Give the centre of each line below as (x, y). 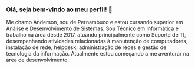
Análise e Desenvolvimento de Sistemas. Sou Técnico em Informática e (92, 28)
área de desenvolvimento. (38, 60)
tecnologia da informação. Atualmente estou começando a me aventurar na (98, 54)
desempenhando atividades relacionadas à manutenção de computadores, (97, 41)
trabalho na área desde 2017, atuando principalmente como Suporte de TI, (96, 35)
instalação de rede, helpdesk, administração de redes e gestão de (86, 47)
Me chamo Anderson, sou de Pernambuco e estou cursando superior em (95, 22)
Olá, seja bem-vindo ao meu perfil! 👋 (60, 9)
